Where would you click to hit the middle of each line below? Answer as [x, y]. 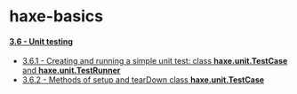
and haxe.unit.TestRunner [71, 70]
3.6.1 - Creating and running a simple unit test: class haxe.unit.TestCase [155, 61]
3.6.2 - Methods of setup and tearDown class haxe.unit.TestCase [143, 80]
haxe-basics [56, 16]
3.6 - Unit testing [41, 41]
